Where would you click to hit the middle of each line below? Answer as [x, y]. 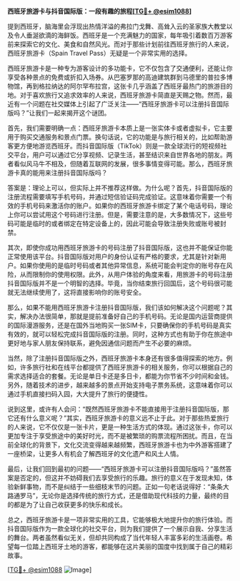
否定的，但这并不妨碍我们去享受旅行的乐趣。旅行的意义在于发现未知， [123, 478]
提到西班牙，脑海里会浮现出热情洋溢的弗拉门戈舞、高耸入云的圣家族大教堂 [117, 26]
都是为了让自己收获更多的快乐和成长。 [70, 505]
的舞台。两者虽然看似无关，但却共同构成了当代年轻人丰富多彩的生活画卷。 [117, 537]
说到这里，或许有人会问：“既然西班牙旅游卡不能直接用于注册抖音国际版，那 [119, 409]
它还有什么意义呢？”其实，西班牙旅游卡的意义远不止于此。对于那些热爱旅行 [119, 418]
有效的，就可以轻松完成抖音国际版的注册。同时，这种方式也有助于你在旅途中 [120, 334]
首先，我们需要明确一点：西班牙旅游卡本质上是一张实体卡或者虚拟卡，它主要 [120, 128]
